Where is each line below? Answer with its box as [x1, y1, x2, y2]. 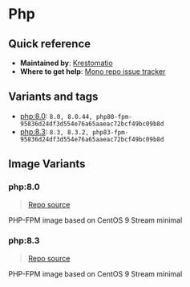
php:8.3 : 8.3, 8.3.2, [19, 126, 90, 137]
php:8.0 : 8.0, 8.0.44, [19, 111, 93, 121]
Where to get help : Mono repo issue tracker [19, 67, 166, 76]
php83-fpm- [91, 128, 129, 137]
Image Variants [8, 158, 86, 171]
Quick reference [8, 37, 91, 51]
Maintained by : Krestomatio [19, 58, 114, 68]
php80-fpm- [95, 113, 132, 121]
